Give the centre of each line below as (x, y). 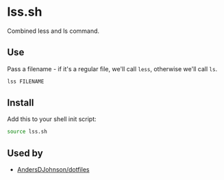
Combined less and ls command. (53, 31)
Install (21, 103)
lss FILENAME (26, 81)
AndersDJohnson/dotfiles (53, 170)
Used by (25, 153)
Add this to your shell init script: (52, 119)
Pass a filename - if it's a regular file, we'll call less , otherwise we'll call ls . (112, 68)
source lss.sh (27, 132)
